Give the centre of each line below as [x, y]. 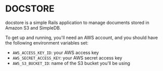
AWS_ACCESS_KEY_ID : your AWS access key [56, 52]
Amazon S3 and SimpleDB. [33, 27]
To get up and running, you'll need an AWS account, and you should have [82, 37]
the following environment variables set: [47, 42]
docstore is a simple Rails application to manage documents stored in [77, 22]
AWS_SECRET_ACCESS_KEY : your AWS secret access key [67, 57]
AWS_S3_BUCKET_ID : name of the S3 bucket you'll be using [71, 63]
